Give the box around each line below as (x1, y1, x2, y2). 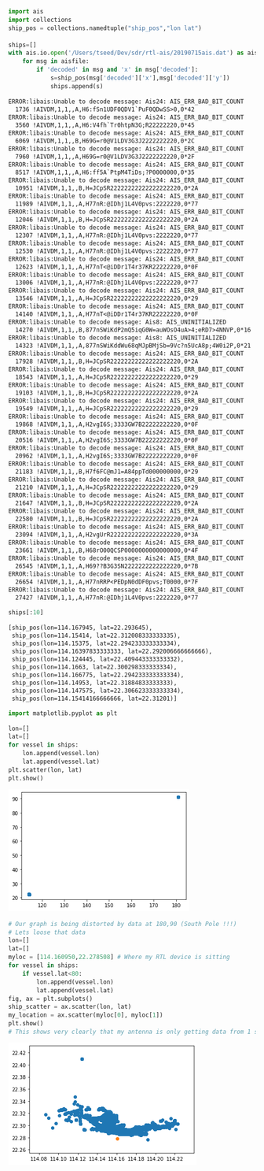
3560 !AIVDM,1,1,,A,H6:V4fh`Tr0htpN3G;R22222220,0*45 (15, 121, 195, 129)
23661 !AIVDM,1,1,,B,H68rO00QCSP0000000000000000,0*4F (15, 547, 199, 554)
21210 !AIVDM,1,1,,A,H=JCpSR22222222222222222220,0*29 (15, 484, 199, 491)
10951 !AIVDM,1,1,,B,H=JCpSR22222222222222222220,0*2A (15, 184, 199, 192)
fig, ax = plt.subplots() (8, 995, 93, 1002)
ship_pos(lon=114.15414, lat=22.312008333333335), (11, 632, 181, 639)
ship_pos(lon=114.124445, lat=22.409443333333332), (11, 655, 185, 663)
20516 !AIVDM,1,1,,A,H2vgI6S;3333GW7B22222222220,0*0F (15, 436, 199, 444)
